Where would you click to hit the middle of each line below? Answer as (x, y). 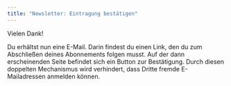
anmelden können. (74, 76)
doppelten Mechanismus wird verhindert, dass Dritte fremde (94, 69)
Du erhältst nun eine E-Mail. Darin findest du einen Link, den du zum (105, 46)
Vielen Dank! (25, 33)
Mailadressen (27, 76)
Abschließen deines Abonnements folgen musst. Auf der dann (96, 54)
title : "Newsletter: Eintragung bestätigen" (72, 14)
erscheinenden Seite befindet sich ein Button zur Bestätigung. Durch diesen (115, 61)
